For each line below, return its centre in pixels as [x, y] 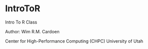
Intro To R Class [21, 22]
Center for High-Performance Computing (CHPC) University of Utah [74, 41]
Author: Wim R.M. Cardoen [33, 31]
